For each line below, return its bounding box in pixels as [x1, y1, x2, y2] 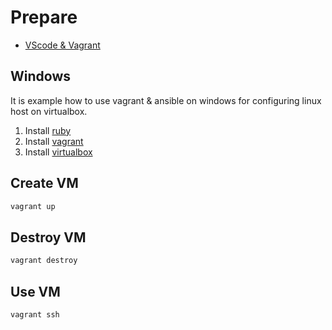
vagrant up [10, 201, 56, 211]
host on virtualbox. [10, 105, 88, 117]
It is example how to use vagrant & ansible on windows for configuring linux [10, 94, 322, 106]
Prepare [10, 6, 78, 29]
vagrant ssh [10, 309, 60, 320]
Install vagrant [24, 135, 84, 147]
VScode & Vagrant [24, 39, 101, 51]
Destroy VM [10, 229, 87, 246]
